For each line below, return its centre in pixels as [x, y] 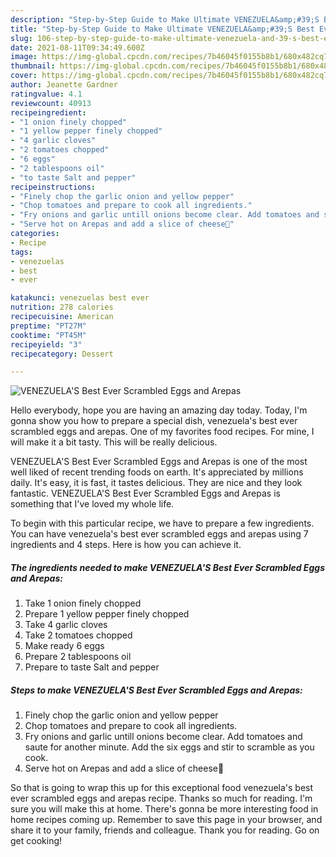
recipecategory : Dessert [62, 354]
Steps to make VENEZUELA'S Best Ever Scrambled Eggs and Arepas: [156, 690]
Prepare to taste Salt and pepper [92, 667]
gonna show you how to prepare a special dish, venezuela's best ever [154, 421]
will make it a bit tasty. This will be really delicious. [114, 442]
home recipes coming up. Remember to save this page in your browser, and [166, 820]
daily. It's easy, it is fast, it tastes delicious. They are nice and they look [156, 483]
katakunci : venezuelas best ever [80, 298]
